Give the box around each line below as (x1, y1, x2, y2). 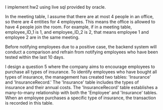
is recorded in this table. (5, 100, 54, 106)
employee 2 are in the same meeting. (5, 34, 80, 40)
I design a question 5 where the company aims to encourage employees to (5, 64, 155, 69)
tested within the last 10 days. (5, 54, 65, 60)
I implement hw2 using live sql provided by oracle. (5, 4, 106, 10)
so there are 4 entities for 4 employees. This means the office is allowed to (5, 19, 155, 24)
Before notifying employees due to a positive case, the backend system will (5, 44, 157, 49)
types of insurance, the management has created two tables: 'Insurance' (5, 74, 151, 80)
